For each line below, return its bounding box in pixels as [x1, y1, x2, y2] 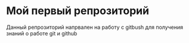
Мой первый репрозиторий [6, 4, 150, 18]
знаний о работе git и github [6, 29, 78, 37]
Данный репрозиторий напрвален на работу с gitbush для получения [6, 24, 184, 31]
